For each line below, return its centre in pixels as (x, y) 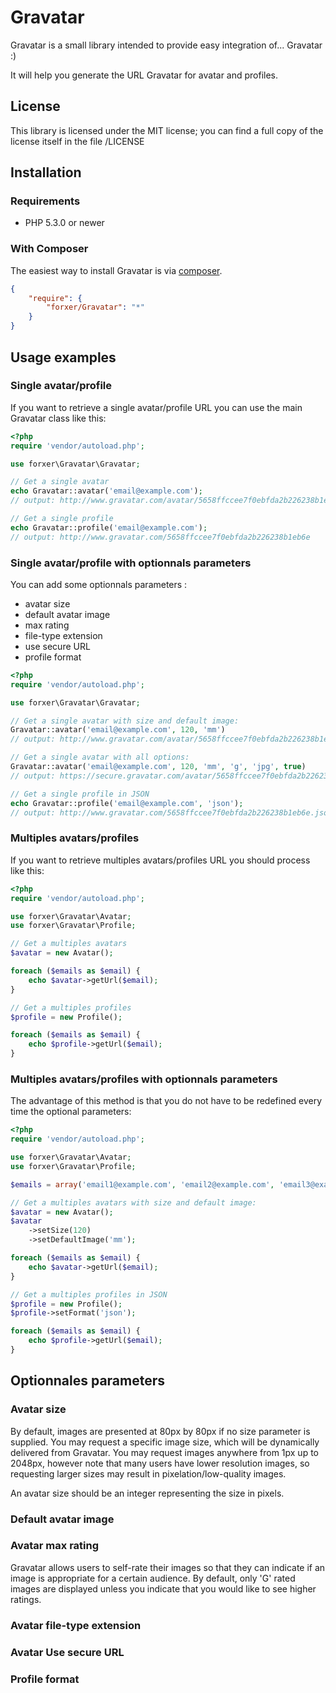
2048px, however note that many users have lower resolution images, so (160, 1463)
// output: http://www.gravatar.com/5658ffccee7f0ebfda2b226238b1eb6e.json (171, 812)
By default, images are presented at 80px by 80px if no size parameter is (160, 1431)
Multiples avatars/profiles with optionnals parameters (144, 1079)
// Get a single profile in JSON (80, 794)
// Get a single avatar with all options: (100, 757)
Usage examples (63, 357)
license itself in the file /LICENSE (77, 141)
